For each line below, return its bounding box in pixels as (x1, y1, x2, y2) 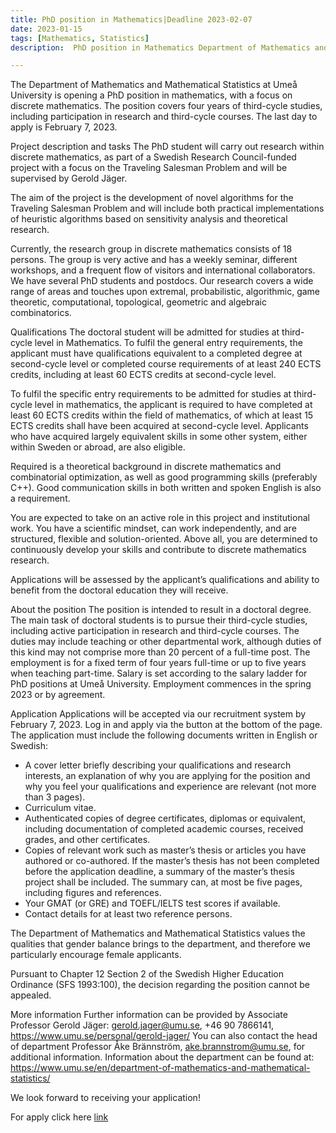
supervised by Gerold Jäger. (10, 172, 128, 185)
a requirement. (10, 492, 71, 505)
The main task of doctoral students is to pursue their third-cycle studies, (10, 614, 308, 626)
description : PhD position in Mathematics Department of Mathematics (10, 42, 311, 53)
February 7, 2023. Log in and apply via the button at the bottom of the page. (10, 719, 323, 731)
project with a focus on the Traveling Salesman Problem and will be (10, 162, 288, 174)
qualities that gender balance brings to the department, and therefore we (10, 938, 311, 950)
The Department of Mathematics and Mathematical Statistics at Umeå (10, 79, 298, 91)
